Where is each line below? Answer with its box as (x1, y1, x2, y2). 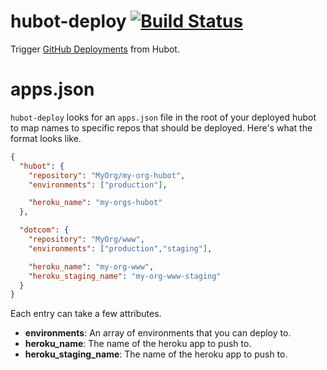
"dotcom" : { (19, 225, 70, 235)
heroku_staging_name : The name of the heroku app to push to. (24, 348, 288, 360)
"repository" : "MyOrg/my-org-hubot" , (28, 170, 186, 180)
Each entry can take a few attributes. (10, 308, 162, 320)
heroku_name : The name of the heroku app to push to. (24, 338, 252, 350)
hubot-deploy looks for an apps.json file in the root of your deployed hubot (10, 111, 317, 123)
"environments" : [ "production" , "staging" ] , (28, 243, 213, 254)
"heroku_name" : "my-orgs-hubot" (28, 198, 163, 208)
